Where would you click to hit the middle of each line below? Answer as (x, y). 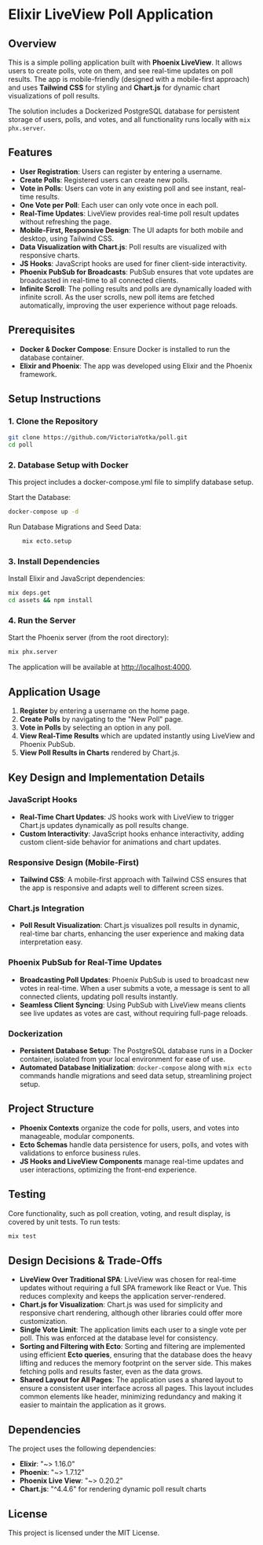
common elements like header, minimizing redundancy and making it (130, 1397)
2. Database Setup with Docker (69, 464)
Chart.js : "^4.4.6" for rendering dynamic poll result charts (113, 1489)
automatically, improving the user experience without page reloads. (128, 305)
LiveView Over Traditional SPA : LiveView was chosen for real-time (128, 1280)
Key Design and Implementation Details (107, 777)
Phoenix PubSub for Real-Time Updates (85, 963)
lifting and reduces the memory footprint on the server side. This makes (135, 1363)
